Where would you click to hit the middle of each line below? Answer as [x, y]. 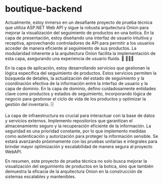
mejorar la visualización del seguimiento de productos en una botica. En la [80, 33]
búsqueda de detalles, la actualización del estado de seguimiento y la [75, 78]
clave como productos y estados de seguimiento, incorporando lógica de [78, 94]
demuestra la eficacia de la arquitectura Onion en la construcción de [74, 171]
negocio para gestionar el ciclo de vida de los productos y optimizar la [75, 99]
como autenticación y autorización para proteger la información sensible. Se [81, 136]
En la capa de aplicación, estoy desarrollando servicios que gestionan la [77, 68]
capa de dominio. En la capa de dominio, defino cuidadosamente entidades [81, 88]
